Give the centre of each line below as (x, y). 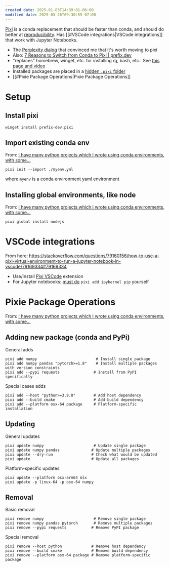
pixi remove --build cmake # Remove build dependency (77, 551)
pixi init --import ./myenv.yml (39, 170)
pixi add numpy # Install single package (78, 359)
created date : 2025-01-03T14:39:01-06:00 (50, 10)
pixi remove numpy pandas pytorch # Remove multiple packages (79, 523)
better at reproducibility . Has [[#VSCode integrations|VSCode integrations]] (84, 34)
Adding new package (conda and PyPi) (68, 337)
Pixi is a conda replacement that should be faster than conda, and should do (85, 29)
